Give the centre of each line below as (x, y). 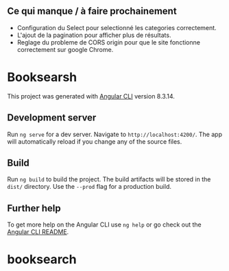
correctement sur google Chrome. (65, 49)
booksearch (42, 260)
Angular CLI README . (38, 232)
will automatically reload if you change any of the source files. (95, 141)
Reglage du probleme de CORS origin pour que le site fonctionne (109, 42)
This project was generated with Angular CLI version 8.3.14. (91, 96)
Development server (52, 118)
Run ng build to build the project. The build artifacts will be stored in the (109, 179)
